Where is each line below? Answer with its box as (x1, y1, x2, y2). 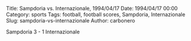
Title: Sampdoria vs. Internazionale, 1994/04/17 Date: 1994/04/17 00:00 (6, 5, 178, 12)
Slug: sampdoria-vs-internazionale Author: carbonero (6, 17, 136, 24)
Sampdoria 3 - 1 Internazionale (6, 28, 80, 35)
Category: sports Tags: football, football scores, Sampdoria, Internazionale (6, 11, 186, 18)
